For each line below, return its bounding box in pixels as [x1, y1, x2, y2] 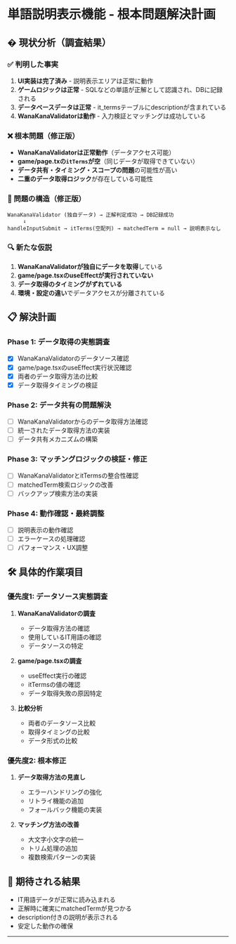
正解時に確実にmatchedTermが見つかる [17, 904, 132, 912]
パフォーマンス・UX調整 [17, 544, 88, 552]
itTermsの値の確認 [27, 680, 81, 688]
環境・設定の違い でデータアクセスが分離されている [17, 289, 165, 297]
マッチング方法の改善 [17, 820, 79, 829]
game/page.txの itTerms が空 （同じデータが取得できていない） [17, 157, 199, 166]
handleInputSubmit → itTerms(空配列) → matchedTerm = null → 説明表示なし [7, 225, 221, 232]
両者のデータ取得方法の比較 [17, 372, 98, 380]
